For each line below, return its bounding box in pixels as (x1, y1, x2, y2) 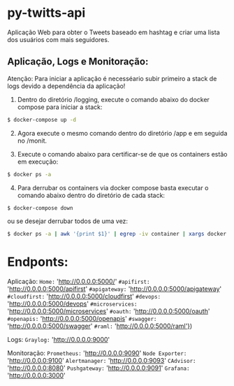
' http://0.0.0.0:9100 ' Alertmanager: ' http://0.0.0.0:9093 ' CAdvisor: (7, 357, 196, 365)
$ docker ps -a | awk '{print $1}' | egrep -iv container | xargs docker (7, 231, 227, 238)
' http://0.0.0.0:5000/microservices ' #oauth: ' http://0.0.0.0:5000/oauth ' (7, 307, 210, 315)
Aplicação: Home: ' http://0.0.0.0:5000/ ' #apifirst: (7, 278, 150, 286)
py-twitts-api (7, 5, 86, 21)
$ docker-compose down (7, 204, 73, 211)
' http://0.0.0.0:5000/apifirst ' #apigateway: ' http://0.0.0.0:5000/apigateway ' (7, 285, 222, 293)
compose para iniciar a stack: (17, 103, 103, 111)
